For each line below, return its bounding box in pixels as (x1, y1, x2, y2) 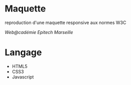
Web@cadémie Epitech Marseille (5, 29, 73, 35)
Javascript (12, 73, 34, 80)
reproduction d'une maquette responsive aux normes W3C (5, 19, 126, 25)
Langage (5, 47, 42, 58)
